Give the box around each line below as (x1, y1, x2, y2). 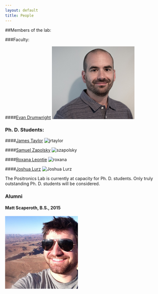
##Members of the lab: (5, 27, 51, 33)
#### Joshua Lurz (5, 166, 41, 172)
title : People (5, 13, 34, 18)
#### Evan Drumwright (5, 114, 51, 120)
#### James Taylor (5, 137, 43, 144)
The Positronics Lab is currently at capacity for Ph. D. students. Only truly (5, 175, 153, 181)
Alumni (5, 193, 23, 200)
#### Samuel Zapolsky (5, 147, 51, 153)
